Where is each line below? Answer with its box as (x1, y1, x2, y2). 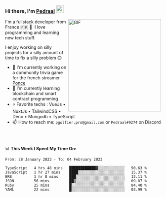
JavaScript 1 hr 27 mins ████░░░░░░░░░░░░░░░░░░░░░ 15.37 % (5, 170, 147, 175)
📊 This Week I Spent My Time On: (5, 146, 77, 152)
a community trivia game (12, 69, 63, 76)
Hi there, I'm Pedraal (5, 7, 55, 14)
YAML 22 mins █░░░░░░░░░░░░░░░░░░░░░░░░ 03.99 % (5, 187, 147, 192)
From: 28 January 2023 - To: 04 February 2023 (5, 157, 103, 162)
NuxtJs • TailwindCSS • (12, 108, 61, 114)
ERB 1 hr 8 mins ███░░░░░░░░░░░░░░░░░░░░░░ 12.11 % (5, 174, 147, 179)
